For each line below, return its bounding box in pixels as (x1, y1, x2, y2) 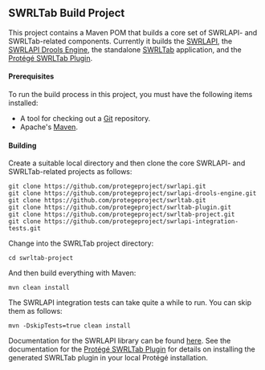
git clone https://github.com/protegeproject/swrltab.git (8, 197, 206, 205)
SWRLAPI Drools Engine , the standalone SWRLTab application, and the (8, 44, 243, 55)
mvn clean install (8, 284, 70, 292)
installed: (8, 98, 39, 108)
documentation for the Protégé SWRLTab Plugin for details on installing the (8, 344, 255, 354)
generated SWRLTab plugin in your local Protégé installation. (8, 353, 209, 363)
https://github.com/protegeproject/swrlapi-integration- (43, 218, 239, 226)
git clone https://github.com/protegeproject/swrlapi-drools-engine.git (8, 189, 257, 197)
